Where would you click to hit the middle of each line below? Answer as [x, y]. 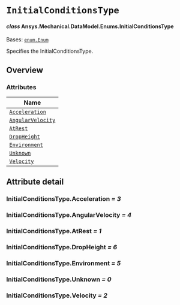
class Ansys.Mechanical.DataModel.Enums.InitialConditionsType [90, 26]
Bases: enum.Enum [28, 40]
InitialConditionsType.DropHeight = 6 [62, 247]
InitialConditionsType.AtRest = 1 [54, 231]
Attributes [21, 87]
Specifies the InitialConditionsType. [50, 51]
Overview [25, 70]
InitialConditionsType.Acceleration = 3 [64, 199]
